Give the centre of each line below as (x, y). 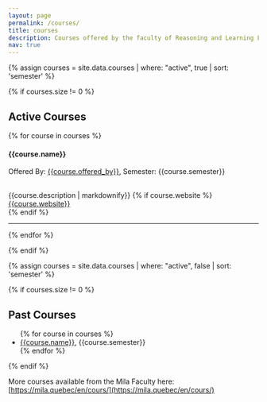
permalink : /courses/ (44, 23)
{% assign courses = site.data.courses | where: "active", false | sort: (120, 266)
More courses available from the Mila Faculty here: (91, 381)
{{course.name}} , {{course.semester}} (82, 342)
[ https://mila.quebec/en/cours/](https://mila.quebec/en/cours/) (111, 389)
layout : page (30, 15)
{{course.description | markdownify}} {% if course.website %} (110, 195)
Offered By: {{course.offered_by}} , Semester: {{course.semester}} (117, 172)
